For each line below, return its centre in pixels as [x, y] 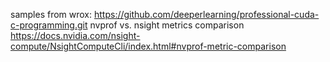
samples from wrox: [51, 14]
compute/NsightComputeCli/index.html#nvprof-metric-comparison [148, 46]
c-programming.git [49, 25]
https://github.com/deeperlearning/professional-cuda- [206, 14]
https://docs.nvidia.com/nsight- [75, 35]
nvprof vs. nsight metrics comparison [167, 25]
